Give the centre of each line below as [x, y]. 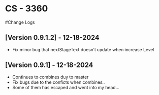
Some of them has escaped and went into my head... [66, 87]
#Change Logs [20, 22]
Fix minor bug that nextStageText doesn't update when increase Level [83, 49]
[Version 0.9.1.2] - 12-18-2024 [52, 38]
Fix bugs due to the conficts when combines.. [59, 82]
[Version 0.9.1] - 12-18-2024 [49, 65]
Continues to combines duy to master [50, 77]
